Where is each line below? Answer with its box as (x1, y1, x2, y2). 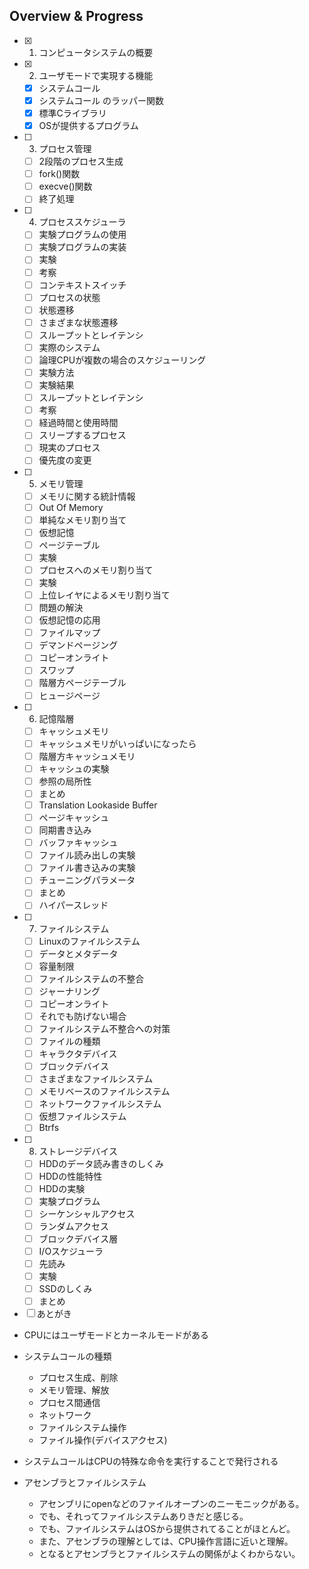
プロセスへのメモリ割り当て (38, 564, 154, 576)
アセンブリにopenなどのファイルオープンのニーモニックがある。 (38, 1498, 305, 1510)
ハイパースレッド (38, 899, 109, 911)
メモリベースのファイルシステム (38, 1085, 171, 1098)
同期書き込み (38, 824, 92, 836)
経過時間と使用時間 (38, 417, 119, 429)
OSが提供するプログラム (38, 120, 139, 131)
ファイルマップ (38, 627, 101, 639)
